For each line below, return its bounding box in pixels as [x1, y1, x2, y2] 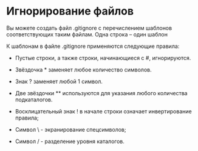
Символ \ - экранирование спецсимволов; [15, 126, 126, 133]
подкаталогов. [15, 96, 53, 103]
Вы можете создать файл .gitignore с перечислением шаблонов [6, 24, 172, 32]
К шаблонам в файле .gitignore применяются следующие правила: [6, 42, 180, 50]
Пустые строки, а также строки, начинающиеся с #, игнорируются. [15, 54, 191, 61]
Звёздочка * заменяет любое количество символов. [15, 65, 152, 73]
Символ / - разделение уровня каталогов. [15, 138, 125, 145]
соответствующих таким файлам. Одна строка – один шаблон [6, 30, 168, 38]
